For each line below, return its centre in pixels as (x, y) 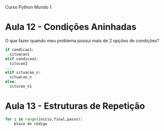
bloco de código (31, 124)
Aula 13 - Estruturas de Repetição (75, 106)
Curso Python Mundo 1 (28, 7)
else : (11, 82)
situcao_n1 (21, 86)
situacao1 (20, 54)
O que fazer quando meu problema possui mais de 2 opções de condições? (82, 40)
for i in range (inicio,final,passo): (44, 119)
